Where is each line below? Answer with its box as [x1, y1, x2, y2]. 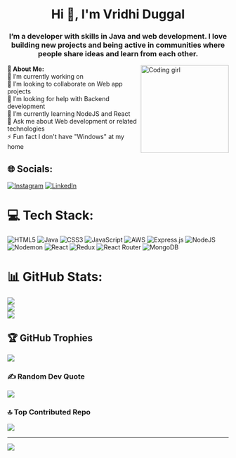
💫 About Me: [7, 65, 44, 73]
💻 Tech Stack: [7, 207, 94, 223]
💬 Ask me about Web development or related [7, 117, 137, 126]
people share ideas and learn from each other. [37, 49, 199, 59]
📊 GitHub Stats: [7, 269, 103, 285]
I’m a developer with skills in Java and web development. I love [8, 32, 228, 41]
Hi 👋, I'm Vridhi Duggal [51, 6, 185, 22]
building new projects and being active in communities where [11, 40, 225, 50]
